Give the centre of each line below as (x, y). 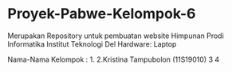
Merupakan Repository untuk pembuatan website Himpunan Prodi (116, 36)
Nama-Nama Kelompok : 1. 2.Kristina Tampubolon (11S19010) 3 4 (114, 59)
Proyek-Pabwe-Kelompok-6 (102, 14)
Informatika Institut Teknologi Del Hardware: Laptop (92, 44)
